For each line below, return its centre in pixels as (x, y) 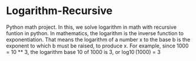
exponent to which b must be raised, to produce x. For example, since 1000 (97, 46)
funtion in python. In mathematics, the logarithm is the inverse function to (95, 33)
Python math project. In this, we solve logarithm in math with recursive (91, 27)
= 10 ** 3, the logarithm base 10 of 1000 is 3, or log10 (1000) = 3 (83, 52)
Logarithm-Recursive (59, 11)
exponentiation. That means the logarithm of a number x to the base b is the (98, 39)
